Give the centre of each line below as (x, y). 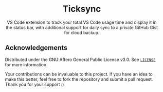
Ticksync (82, 9)
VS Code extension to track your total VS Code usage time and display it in (82, 22)
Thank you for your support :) (35, 84)
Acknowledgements (36, 48)
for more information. (26, 64)
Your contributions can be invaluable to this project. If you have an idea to (79, 74)
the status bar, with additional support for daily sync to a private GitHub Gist (82, 27)
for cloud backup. (82, 32)
